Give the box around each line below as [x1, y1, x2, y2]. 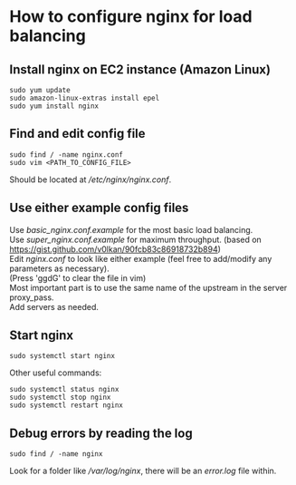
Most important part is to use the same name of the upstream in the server [9, 282, 288, 293]
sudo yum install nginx [9, 102, 100, 111]
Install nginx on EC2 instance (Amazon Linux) [9, 62, 272, 77]
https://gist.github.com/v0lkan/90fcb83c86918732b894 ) [9, 243, 222, 255]
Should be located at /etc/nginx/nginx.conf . [9, 174, 172, 185]
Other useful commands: [9, 367, 102, 378]
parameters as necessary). [9, 263, 110, 274]
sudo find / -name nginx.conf [9, 150, 124, 160]
